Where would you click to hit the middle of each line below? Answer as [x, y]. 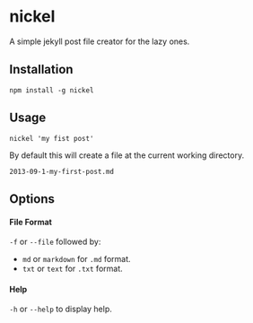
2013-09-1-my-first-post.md [62, 171]
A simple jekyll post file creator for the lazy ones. [100, 41]
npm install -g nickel [52, 90]
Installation [41, 70]
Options [32, 199]
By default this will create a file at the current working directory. [127, 155]
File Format [31, 222]
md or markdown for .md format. [77, 259]
